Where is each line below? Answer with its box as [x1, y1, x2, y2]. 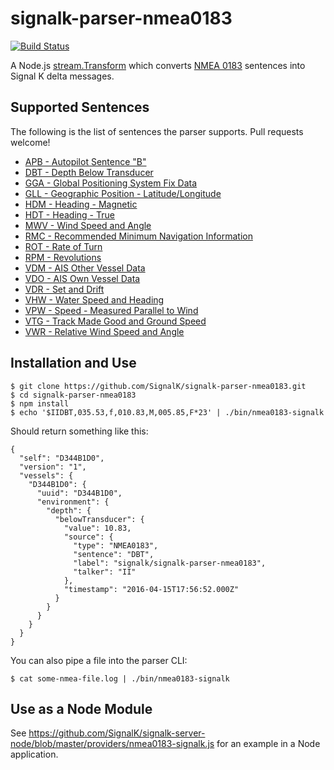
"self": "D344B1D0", [19, 453, 105, 463]
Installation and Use [10, 355, 137, 372]
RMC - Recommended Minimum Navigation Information [24, 230, 253, 242]
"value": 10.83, [63, 523, 132, 533]
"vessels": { [19, 470, 74, 481]
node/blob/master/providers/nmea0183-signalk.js [10, 738, 215, 750]
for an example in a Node [216, 738, 321, 750]
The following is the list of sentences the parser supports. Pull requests [10, 125, 304, 137]
